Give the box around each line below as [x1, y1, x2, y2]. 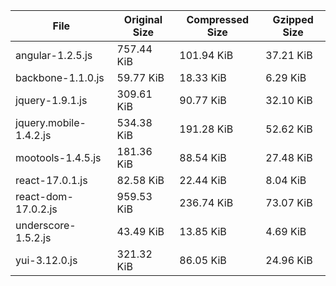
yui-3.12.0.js [15, 254, 78, 267]
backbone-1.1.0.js [15, 71, 105, 84]
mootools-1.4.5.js [15, 151, 102, 164]
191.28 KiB [179, 122, 234, 136]
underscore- [15, 219, 77, 232]
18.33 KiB [179, 71, 227, 84]
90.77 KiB [179, 94, 227, 107]
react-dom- [15, 190, 74, 203]
